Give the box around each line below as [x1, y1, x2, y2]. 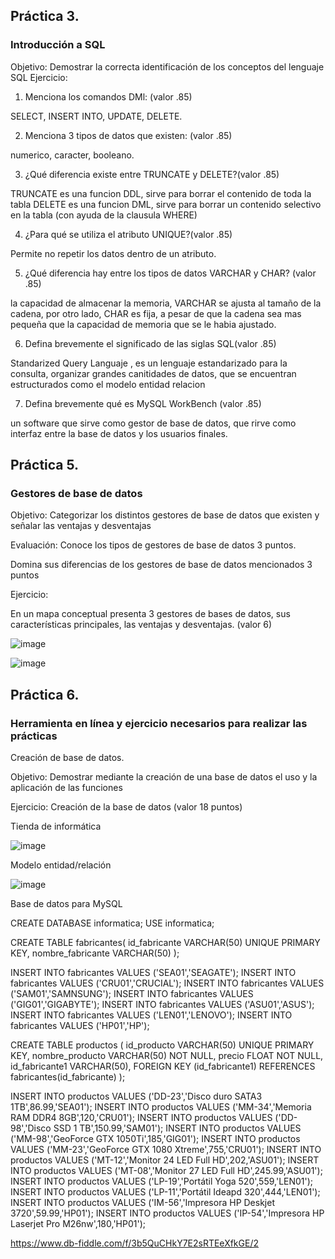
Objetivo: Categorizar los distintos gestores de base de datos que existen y [10, 509, 320, 521]
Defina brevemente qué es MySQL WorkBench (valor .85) [24, 397, 262, 409]
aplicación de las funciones [10, 782, 123, 794]
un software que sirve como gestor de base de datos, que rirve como [10, 417, 297, 429]
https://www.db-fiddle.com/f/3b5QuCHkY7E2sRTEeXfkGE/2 [10, 1237, 259, 1249]
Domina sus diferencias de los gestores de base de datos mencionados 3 [10, 559, 313, 571]
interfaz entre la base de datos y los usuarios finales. [10, 427, 228, 439]
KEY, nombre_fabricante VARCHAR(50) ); [10, 947, 180, 959]
